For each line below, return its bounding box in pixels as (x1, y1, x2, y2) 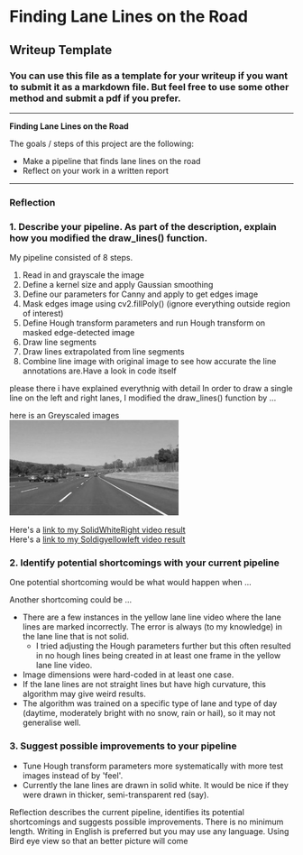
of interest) (22, 308, 64, 319)
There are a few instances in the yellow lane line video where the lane (22, 611, 282, 623)
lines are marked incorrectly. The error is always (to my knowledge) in (22, 621, 282, 632)
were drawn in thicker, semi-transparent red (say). (22, 789, 209, 800)
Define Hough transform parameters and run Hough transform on (22, 317, 266, 328)
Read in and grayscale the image (22, 270, 144, 280)
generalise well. (22, 717, 81, 728)
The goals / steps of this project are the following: (9, 138, 194, 149)
